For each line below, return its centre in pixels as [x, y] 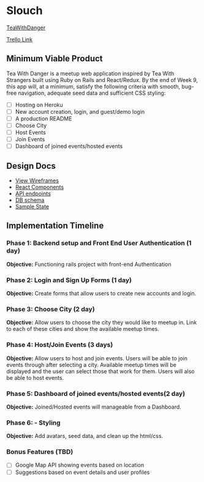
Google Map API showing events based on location [80, 465]
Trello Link [19, 39]
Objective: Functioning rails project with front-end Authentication [89, 264]
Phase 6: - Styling [33, 423]
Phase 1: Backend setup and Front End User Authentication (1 [99, 243]
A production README [43, 118]
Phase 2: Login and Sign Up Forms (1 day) [69, 280]
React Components [40, 187]
